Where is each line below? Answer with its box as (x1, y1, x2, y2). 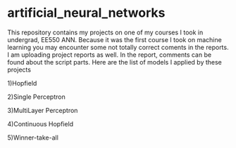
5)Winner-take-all (7, 133, 58, 142)
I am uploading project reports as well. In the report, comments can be (7, 51, 212, 59)
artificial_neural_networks (7, 5, 166, 21)
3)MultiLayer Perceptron (7, 106, 78, 114)
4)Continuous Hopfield (7, 119, 74, 128)
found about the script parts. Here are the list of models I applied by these (7, 58, 222, 66)
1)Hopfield (7, 79, 37, 87)
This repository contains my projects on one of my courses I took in (7, 28, 204, 36)
